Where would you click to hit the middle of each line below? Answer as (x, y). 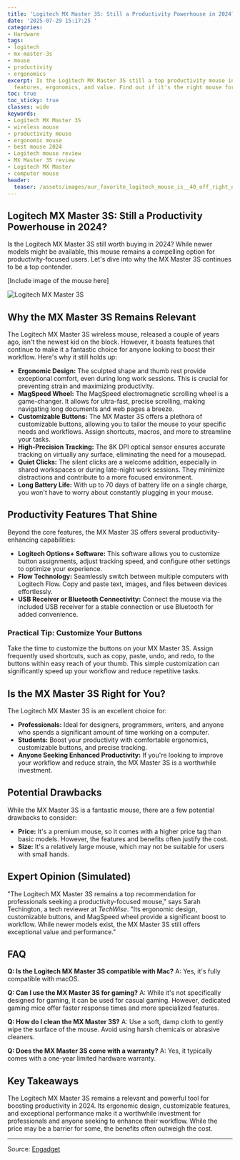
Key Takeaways (43, 1081)
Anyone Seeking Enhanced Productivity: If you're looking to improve (120, 755)
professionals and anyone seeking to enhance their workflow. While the (112, 1121)
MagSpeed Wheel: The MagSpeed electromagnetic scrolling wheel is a (123, 393)
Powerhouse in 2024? (57, 227)
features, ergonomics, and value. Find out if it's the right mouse (118, 87)
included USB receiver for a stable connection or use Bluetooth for (116, 606)
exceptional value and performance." (62, 932)
